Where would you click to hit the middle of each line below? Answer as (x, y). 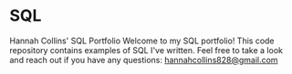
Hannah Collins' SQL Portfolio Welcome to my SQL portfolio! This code (142, 41)
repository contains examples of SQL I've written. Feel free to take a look (146, 50)
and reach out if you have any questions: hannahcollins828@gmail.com (144, 60)
